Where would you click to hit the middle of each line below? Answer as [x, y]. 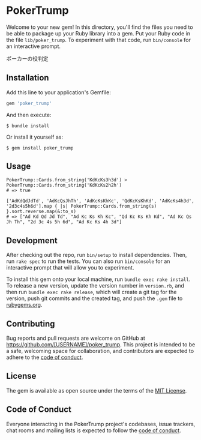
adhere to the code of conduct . [45, 357]
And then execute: [29, 115]
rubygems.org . [24, 305]
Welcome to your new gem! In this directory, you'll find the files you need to [100, 27]
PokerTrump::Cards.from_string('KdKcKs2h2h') [64, 185]
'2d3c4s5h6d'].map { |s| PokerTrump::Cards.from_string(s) [82, 206]
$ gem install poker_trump [40, 148]
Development [32, 240]
